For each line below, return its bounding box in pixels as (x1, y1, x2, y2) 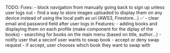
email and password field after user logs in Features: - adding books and (5, 21, 158, 27)
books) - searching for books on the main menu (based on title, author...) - (5, 31, 161, 37)
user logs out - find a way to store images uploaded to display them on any (5, 10, 163, 16)
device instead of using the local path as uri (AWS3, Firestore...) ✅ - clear (5, 15, 159, 21)
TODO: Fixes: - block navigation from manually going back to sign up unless (5, 5, 165, 10)
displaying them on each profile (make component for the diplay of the (5, 26, 154, 32)
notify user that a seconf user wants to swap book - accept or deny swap (5, 37, 159, 42)
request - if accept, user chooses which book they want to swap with (5, 42, 151, 48)
